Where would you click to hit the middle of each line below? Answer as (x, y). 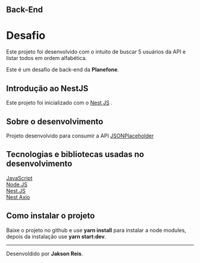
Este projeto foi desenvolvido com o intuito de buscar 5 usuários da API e (96, 52)
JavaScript (19, 178)
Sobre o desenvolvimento (55, 121)
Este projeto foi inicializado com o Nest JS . (60, 103)
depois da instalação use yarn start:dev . (56, 236)
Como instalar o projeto (51, 216)
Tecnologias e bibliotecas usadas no (75, 154)
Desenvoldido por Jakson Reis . (45, 253)
